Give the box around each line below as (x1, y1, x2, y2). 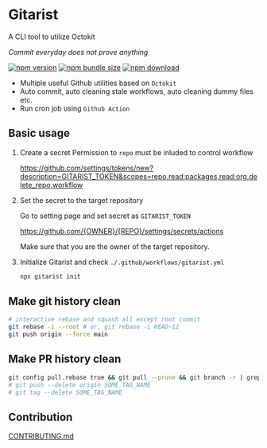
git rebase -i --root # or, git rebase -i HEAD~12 (8, 323, 180, 331)
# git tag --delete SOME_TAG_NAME (8, 388, 123, 396)
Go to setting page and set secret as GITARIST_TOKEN (19, 211, 191, 220)
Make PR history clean (8, 353, 122, 366)
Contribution (8, 410, 73, 423)
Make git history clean (8, 294, 121, 308)
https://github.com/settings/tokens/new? (19, 163, 154, 173)
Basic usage (8, 127, 70, 140)
